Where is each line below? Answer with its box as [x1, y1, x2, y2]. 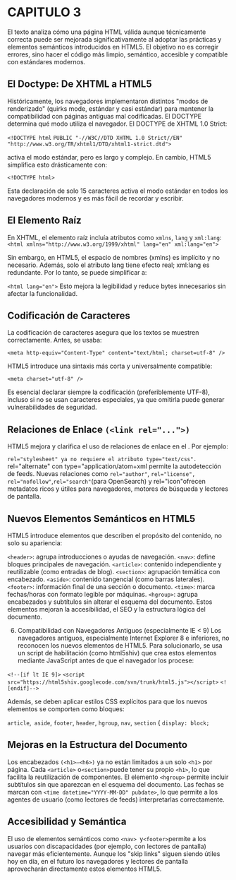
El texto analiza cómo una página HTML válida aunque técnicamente [7, 28, 206, 36]
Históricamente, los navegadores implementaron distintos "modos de [7, 97, 209, 105]
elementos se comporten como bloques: [7, 705, 125, 713]
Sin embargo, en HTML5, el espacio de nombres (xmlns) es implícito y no [7, 253, 221, 261]
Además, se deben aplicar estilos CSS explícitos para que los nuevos [7, 697, 208, 706]
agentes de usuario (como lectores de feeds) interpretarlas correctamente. [7, 795, 225, 804]
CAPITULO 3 [7, 4, 82, 20]
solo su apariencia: [7, 539, 63, 547]
